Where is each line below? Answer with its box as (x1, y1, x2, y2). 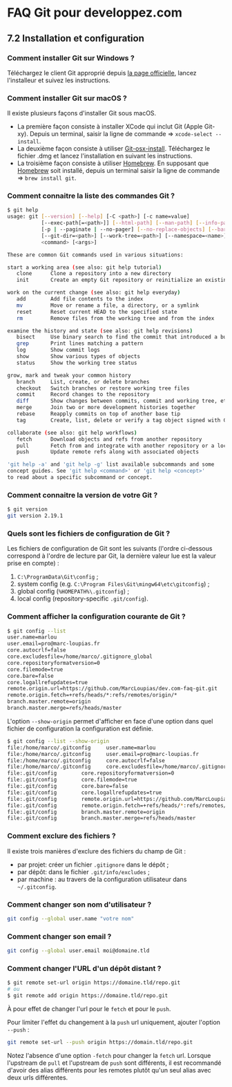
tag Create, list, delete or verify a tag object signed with (16, 417, 221, 424)
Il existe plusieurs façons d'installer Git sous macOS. (7, 109, 157, 117)
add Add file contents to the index (16, 296, 144, 303)
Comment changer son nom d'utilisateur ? (7, 900, 152, 909)
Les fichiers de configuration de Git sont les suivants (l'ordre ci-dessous (7, 545, 213, 553)
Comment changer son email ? (7, 932, 112, 941)
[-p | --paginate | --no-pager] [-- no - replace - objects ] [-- (41, 226, 218, 233)
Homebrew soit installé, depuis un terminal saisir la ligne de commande (17, 167, 220, 175)
